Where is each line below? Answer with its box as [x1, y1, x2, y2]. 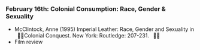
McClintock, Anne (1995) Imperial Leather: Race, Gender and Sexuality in [14, 26, 195, 33]
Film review [14, 38, 43, 46]
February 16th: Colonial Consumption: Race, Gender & [5, 5, 166, 13]
